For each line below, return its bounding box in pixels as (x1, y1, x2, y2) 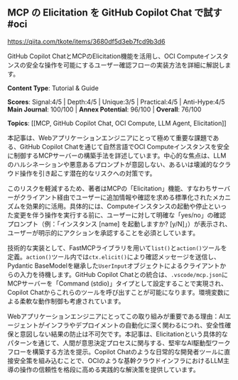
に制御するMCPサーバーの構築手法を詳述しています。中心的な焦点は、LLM (7, 151, 227, 160)
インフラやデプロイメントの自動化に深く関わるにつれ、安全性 (44, 320, 225, 329)
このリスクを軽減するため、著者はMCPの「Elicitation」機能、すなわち (7, 184, 212, 192)
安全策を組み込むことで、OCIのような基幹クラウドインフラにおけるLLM (13, 356, 224, 364)
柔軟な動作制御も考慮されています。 (19, 297, 125, 305)
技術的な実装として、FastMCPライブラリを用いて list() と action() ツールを (7, 244, 227, 252)
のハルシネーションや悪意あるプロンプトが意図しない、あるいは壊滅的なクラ (7, 160, 232, 168)
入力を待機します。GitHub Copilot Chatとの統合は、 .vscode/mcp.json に (19, 270, 229, 278)
